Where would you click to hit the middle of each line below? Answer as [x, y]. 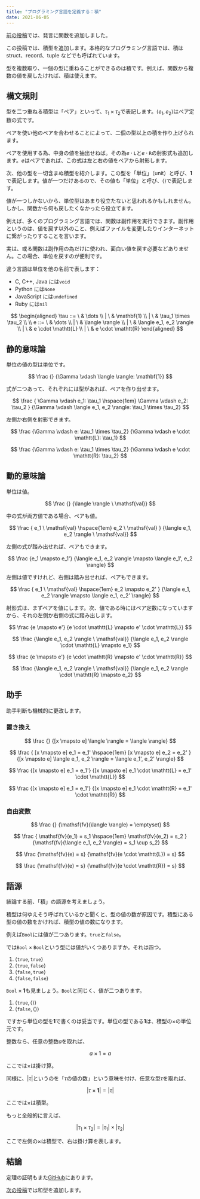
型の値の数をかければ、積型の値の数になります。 [66, 922]
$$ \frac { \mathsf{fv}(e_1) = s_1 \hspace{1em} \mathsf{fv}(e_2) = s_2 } [100, 836]
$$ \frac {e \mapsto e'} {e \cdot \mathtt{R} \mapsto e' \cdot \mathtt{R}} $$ [100, 657]
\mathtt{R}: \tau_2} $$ [100, 456]
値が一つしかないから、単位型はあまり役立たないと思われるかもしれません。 [100, 201]
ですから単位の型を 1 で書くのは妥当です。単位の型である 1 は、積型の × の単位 [99, 1021]
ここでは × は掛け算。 [32, 1066]
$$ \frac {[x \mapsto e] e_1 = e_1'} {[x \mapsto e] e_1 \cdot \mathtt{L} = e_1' [100, 770]
